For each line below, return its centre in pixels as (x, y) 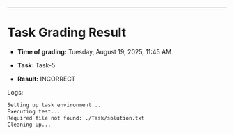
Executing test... (34, 111)
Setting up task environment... (54, 105)
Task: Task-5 (36, 65)
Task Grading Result (67, 33)
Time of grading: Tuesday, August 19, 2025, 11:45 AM (94, 51)
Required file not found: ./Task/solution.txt (76, 118)
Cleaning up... (29, 125)
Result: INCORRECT (46, 79)
